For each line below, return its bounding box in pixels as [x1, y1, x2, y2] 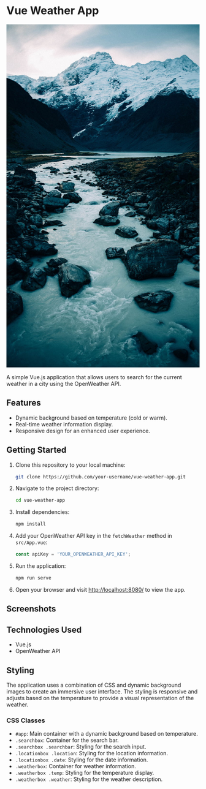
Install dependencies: [15, 508, 70, 516]
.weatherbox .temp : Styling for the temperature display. [15, 769, 154, 777]
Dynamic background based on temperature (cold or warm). [15, 414, 167, 421]
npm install [15, 521, 46, 527]
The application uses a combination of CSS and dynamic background [6, 681, 181, 689]
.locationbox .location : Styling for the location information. [15, 750, 169, 757]
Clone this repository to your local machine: [15, 461, 126, 469]
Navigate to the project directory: [15, 485, 99, 492]
